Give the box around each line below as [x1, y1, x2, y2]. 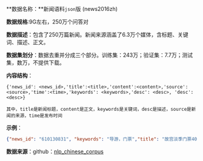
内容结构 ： [6, 72, 33, 79]
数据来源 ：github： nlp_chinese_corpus [6, 148, 104, 155]
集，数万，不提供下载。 [6, 59, 65, 66]
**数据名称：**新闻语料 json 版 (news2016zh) [6, 5, 118, 12]
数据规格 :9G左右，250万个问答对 [6, 18, 89, 25]
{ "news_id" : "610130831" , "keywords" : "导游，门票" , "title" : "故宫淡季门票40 [6, 136, 198, 142]
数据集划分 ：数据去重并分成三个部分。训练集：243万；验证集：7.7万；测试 [6, 51, 193, 59]
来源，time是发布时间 [15, 113, 62, 119]
